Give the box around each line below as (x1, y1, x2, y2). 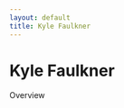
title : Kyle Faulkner (9, 22, 91, 31)
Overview (9, 90, 45, 101)
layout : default (9, 13, 71, 22)
